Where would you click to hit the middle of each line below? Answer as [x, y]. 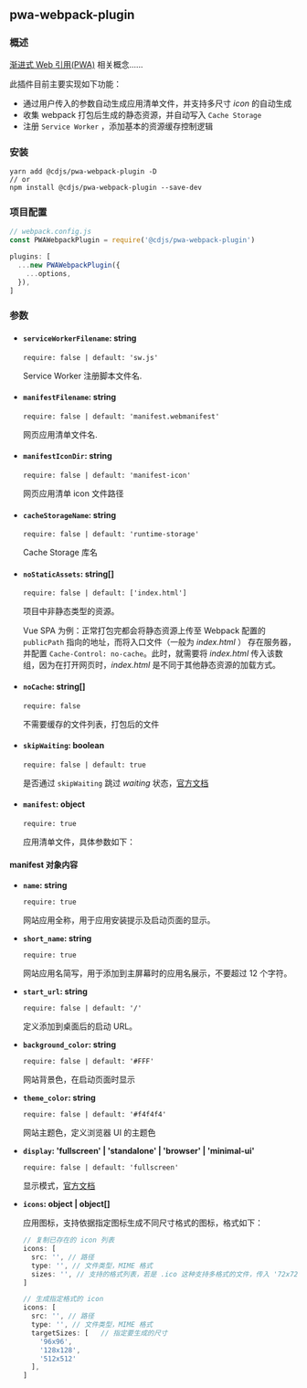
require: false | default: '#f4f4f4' [95, 1115]
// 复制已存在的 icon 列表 [69, 1240]
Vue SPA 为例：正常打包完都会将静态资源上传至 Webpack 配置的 [144, 630]
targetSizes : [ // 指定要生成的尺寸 [100, 1333]
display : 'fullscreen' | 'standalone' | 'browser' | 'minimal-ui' [138, 1151]
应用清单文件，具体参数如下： [79, 842]
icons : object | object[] [66, 1204]
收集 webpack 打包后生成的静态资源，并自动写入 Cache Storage [142, 114]
